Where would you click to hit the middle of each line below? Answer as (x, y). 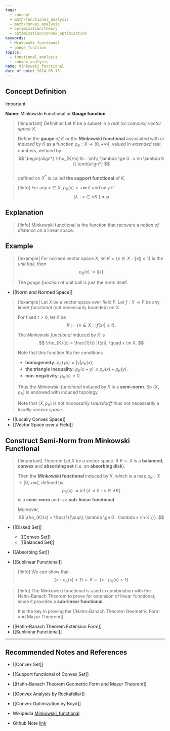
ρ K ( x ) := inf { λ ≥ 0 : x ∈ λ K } (91, 491)
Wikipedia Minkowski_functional (46, 713)
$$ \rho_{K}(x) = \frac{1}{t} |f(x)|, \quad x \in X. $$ (91, 343)
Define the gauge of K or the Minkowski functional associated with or (91, 138)
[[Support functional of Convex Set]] (51, 674)
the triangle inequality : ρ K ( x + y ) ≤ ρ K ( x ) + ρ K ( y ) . (76, 370)
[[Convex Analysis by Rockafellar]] (49, 694)
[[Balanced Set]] (37, 542)
